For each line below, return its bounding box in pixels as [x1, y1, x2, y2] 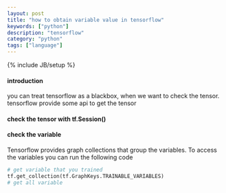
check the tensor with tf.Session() [7, 115, 106, 123]
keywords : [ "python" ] [7, 23, 69, 30]
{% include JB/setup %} [7, 61, 76, 69]
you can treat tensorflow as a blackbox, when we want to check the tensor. [7, 92, 220, 100]
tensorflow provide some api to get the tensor [7, 99, 137, 107]
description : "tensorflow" [7, 29, 84, 36]
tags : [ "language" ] [7, 42, 63, 49]
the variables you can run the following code [7, 153, 133, 161]
